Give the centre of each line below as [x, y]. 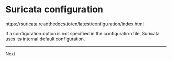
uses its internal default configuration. [45, 39]
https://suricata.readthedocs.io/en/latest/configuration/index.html [75, 24]
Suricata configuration [55, 9]
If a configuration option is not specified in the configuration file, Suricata [82, 33]
